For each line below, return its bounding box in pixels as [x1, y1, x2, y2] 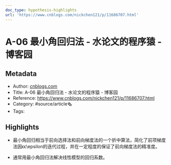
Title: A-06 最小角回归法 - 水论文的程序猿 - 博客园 [12, 89, 118, 95]
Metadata [5, 70, 37, 78]
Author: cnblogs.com [12, 83, 58, 89]
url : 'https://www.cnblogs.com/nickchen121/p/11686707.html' [5, 12, 139, 17]
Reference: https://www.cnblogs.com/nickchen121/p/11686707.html [12, 95, 155, 101]
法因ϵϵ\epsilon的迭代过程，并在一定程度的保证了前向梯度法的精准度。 [12, 143, 160, 150]
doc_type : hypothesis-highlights [5, 7, 77, 13]
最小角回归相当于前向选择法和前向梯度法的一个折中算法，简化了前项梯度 [12, 137, 166, 143]
